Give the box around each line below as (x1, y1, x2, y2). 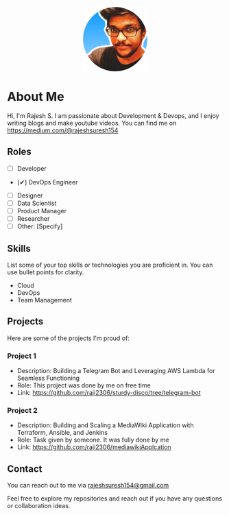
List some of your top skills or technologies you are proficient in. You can (7, 261, 213, 269)
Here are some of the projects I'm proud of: (7, 334, 130, 342)
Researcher (16, 215, 50, 222)
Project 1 (7, 351, 36, 361)
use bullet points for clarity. (7, 267, 84, 276)
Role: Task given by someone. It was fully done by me (16, 435, 169, 444)
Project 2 (7, 405, 38, 415)
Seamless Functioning (16, 374, 80, 383)
